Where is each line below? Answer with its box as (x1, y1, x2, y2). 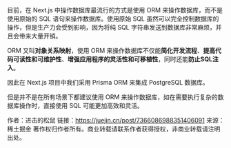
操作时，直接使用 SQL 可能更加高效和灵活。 (19, 102, 143, 109)
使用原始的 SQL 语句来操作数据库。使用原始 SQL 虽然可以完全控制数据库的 (7, 14, 219, 23)
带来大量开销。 (19, 32, 62, 40)
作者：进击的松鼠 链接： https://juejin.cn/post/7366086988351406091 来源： (7, 116, 225, 124)
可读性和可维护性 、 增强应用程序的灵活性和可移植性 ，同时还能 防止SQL (12, 55, 212, 63)
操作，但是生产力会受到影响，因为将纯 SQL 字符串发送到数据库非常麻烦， (7, 23, 216, 31)
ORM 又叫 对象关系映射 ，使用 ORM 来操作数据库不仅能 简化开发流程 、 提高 (7, 47, 216, 54)
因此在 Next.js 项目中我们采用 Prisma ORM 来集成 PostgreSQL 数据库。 (7, 78, 209, 86)
